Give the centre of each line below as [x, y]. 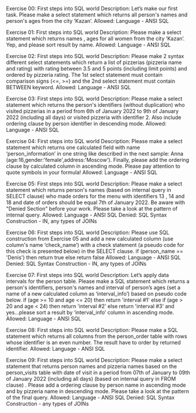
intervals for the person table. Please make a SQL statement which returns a [98, 281]
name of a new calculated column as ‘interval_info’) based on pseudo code [97, 294]
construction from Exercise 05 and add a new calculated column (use [90, 239]
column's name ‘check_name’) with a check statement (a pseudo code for [95, 245]
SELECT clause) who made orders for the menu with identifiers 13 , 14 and [95, 196]
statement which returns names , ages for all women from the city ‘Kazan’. [95, 38]
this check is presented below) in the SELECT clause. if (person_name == [94, 251]
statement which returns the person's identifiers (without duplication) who [96, 105]
